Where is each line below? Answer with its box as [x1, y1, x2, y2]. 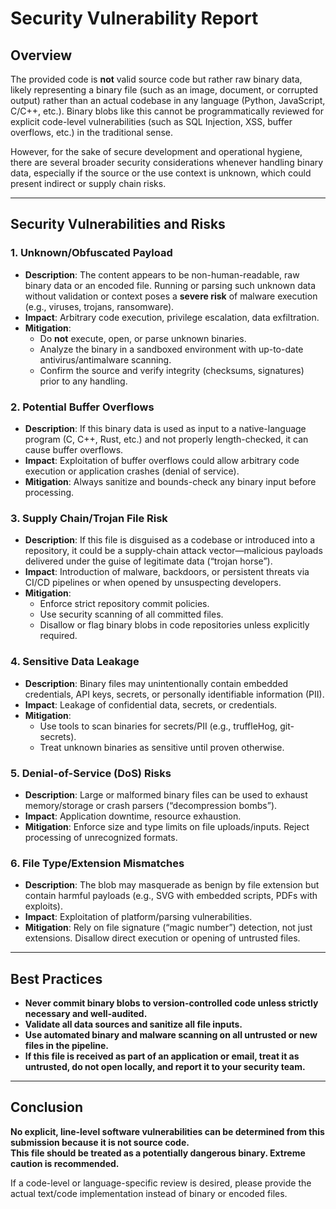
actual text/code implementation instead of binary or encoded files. [10, 1187, 288, 1199]
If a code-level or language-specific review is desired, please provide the [10, 1177, 312, 1189]
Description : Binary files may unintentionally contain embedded [24, 677, 289, 689]
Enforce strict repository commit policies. [39, 598, 210, 610]
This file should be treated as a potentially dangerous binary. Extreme [10, 1147, 306, 1159]
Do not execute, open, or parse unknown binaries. [39, 332, 247, 344]
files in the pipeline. [24, 1039, 110, 1051]
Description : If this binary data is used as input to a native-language [24, 422, 307, 434]
